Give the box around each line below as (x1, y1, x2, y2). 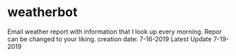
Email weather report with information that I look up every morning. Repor (7, 27, 222, 36)
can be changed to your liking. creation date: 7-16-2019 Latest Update (7, 34, 212, 43)
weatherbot (7, 4, 78, 20)
